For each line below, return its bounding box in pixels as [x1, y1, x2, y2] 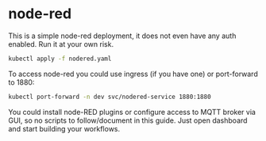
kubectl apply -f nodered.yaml [8, 55, 112, 63]
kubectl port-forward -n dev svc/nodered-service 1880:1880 [8, 93, 212, 101]
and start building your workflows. [8, 124, 121, 133]
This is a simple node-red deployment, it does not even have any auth [8, 31, 237, 40]
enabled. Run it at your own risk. [8, 39, 114, 48]
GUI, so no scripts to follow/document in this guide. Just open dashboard [8, 116, 248, 125]
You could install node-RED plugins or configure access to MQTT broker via [8, 107, 256, 116]
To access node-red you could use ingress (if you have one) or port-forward [8, 69, 258, 78]
